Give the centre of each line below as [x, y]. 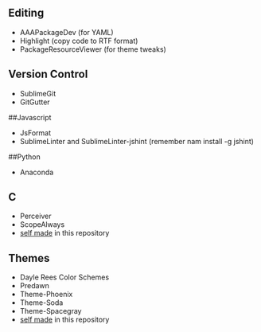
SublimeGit [38, 93]
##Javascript [30, 117]
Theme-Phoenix [46, 295]
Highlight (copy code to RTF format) [79, 41]
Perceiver [35, 216]
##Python [25, 156]
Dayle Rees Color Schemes [64, 277]
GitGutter [35, 102]
